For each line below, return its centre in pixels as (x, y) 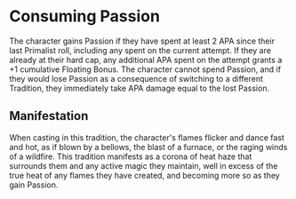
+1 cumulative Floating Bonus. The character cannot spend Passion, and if (145, 69)
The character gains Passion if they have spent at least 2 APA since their (142, 41)
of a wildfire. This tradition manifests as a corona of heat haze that (131, 156)
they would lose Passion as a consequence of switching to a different (136, 78)
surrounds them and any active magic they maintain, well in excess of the (144, 165)
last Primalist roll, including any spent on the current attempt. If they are (140, 50)
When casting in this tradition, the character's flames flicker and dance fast (147, 137)
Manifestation (49, 116)
